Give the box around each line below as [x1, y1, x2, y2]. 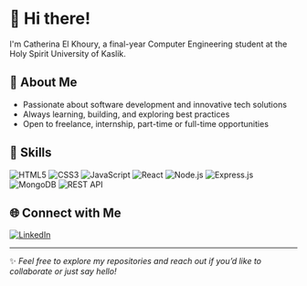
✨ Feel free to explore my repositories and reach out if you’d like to [9, 256, 262, 267]
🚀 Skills [9, 145, 52, 161]
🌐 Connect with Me [9, 205, 122, 220]
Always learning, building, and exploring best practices [22, 109, 230, 120]
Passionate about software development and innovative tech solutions [22, 99, 288, 110]
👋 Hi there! [9, 8, 91, 29]
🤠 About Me [9, 75, 78, 90]
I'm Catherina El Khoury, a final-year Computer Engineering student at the [9, 38, 288, 49]
